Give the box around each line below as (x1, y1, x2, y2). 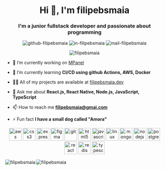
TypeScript (12, 94, 37, 100)
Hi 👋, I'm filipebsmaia (39, 5, 130, 16)
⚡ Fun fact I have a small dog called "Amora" (12, 116, 107, 122)
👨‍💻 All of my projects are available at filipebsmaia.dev (12, 79, 124, 85)
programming (67, 29, 102, 36)
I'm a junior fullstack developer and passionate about (18, 23, 151, 30)
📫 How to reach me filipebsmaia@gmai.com (12, 104, 108, 110)
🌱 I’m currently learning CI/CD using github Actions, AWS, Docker (12, 69, 151, 75)
